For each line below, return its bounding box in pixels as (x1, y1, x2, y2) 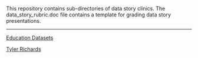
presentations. (6, 18, 41, 24)
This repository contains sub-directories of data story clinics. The (6, 5, 166, 12)
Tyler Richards (6, 46, 41, 52)
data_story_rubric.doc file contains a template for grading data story (6, 11, 171, 18)
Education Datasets (6, 35, 54, 41)
